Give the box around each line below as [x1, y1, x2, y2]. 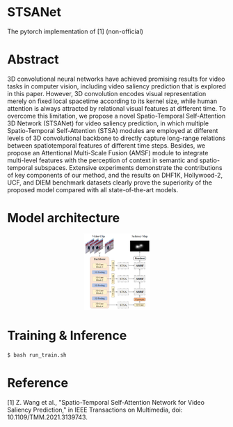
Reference [7, 375, 68, 391]
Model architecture [7, 210, 120, 226]
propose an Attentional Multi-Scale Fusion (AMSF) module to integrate [7, 148, 209, 157]
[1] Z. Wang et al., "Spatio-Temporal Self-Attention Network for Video [7, 398, 205, 406]
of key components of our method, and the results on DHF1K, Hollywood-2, [7, 171, 223, 179]
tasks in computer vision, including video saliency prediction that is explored [7, 81, 226, 91]
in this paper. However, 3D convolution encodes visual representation [7, 89, 207, 98]
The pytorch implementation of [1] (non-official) [7, 27, 144, 36]
